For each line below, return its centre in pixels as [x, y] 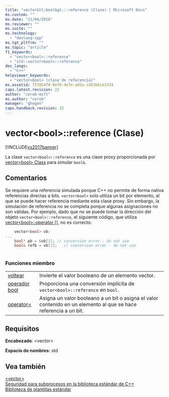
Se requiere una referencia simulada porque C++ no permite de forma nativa [84, 190]
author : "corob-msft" [28, 94]
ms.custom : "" [20, 15]
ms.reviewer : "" [22, 24]
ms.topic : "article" [27, 47]
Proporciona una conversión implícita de [87, 284]
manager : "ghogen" [24, 104]
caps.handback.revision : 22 [35, 108]
